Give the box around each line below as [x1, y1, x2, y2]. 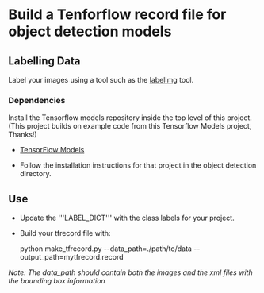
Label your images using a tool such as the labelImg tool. [8, 75, 194, 84]
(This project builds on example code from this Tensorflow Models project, [8, 121, 252, 131]
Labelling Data [8, 54, 81, 67]
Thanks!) [8, 129, 37, 140]
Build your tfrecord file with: [19, 229, 111, 238]
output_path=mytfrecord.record [19, 253, 124, 262]
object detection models [8, 22, 172, 40]
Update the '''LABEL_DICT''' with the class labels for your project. [19, 213, 235, 223]
